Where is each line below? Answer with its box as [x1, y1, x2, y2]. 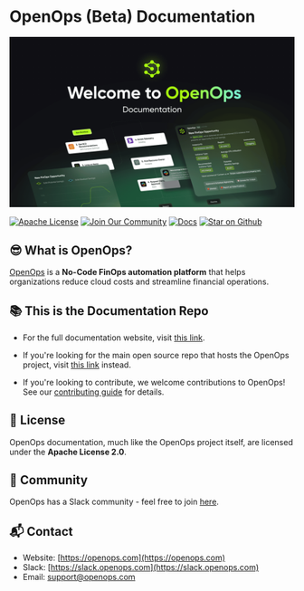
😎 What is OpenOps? [9, 243, 133, 258]
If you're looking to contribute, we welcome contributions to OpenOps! [22, 377, 286, 387]
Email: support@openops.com [22, 572, 136, 583]
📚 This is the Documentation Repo [9, 303, 209, 319]
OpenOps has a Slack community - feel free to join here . [9, 496, 220, 508]
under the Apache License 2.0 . [9, 446, 127, 457]
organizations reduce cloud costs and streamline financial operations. [9, 276, 270, 287]
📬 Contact [9, 523, 73, 539]
